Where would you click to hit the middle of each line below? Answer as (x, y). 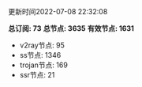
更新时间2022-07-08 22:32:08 (58, 11)
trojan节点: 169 (44, 65)
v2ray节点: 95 (42, 45)
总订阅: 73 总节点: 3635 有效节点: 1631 (71, 28)
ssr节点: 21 (37, 75)
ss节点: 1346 (40, 55)
